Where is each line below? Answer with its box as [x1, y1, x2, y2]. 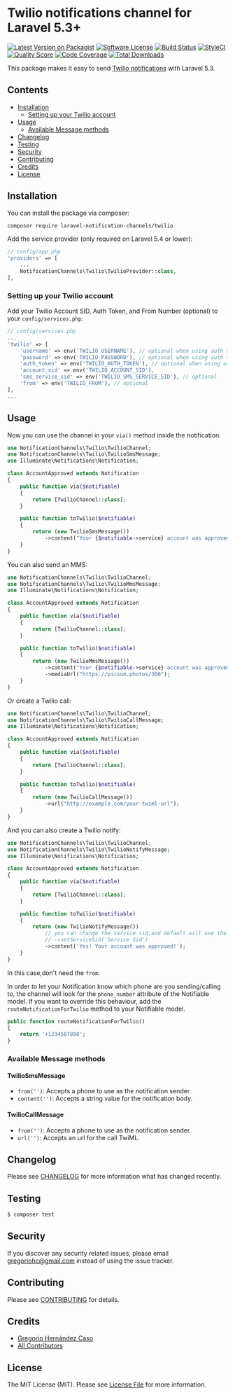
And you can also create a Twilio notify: [7, 826, 121, 834]
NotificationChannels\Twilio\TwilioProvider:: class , [20, 268, 177, 275]
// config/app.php [7, 248, 61, 255]
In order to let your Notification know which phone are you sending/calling [7, 982, 222, 990]
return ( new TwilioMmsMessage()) [32, 658, 130, 665]
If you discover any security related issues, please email [7, 1249, 169, 1257]
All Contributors [17, 1342, 63, 1350]
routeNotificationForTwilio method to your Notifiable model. [7, 1004, 185, 1013]
